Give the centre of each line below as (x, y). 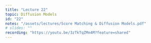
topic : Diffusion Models (31, 14)
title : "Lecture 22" (27, 10)
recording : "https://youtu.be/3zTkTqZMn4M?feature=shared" (68, 33)
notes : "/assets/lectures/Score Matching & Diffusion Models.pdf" (76, 23)
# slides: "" (19, 28)
